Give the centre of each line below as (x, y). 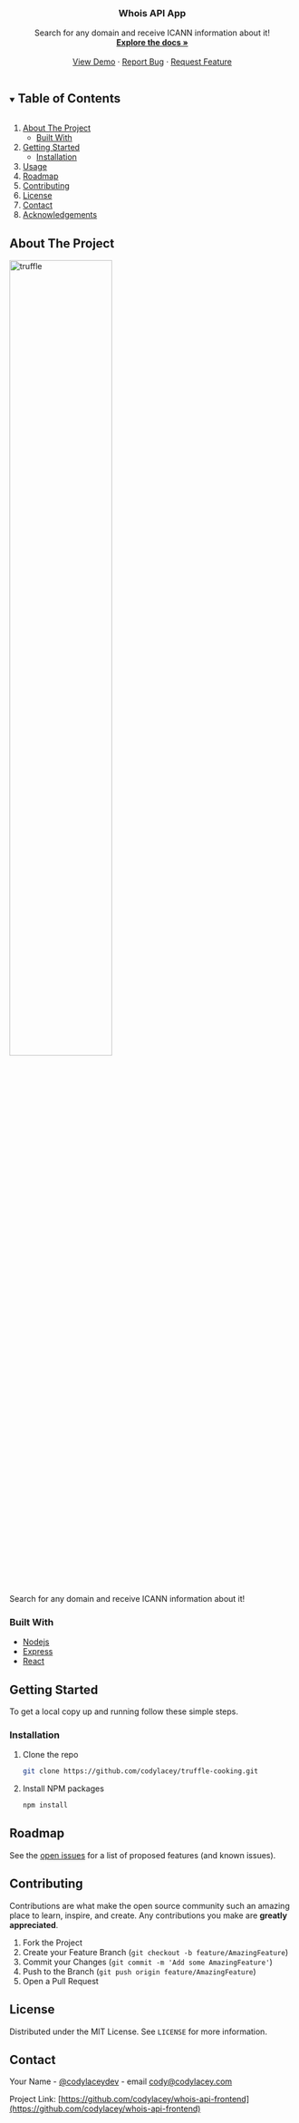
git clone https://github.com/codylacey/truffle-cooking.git (140, 1771)
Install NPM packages (63, 1789)
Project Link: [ (35, 2099)
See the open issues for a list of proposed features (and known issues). (143, 1855)
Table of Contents (69, 98)
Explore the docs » (152, 43)
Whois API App (152, 13)
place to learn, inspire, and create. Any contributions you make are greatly (149, 1915)
